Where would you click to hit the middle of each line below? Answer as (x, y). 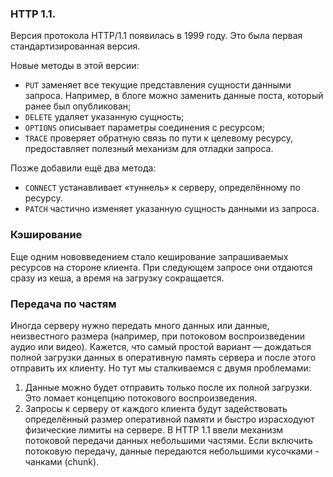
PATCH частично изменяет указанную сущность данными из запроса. (172, 209)
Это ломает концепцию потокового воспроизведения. (141, 398)
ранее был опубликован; (78, 106)
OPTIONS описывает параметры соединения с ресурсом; (144, 128)
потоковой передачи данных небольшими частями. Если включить (168, 440)
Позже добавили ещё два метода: (83, 168)
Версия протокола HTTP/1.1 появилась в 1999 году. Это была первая (156, 36)
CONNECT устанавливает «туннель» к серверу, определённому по (162, 188)
